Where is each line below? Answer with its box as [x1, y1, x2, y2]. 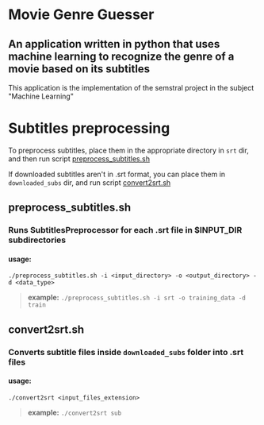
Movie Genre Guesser [8, 6, 155, 24]
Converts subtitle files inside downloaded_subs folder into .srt [8, 346, 244, 357]
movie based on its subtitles [8, 62, 151, 75]
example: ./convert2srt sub [27, 408, 122, 417]
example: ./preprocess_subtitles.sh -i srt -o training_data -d [27, 292, 246, 303]
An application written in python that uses [8, 37, 220, 51]
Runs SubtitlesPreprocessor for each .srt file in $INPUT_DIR [8, 225, 243, 236]
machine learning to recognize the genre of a [8, 49, 235, 63]
